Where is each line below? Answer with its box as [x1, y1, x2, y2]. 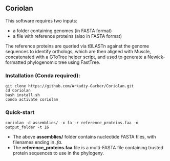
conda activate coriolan [5, 97, 58, 102]
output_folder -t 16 [5, 125, 50, 130]
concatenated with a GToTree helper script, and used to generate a [5, 54, 147, 60]
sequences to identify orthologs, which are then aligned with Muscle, [5, 48, 151, 54]
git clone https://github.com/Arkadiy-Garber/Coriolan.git [5, 84, 134, 89]
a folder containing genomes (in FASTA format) [12, 28, 112, 34]
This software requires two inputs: [5, 17, 78, 24]
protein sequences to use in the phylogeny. [12, 150, 104, 156]
